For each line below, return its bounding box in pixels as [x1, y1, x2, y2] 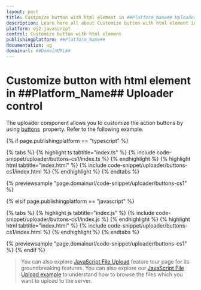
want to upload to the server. [20, 277, 92, 284]
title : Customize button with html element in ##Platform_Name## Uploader [6, 14, 197, 20]
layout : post [6, 8, 39, 15]
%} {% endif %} [6, 246, 46, 253]
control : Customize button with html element [6, 31, 121, 37]
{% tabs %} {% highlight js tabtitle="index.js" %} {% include [6, 209, 155, 216]
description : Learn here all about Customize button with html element [6, 20, 188, 26]
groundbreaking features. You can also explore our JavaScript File [20, 264, 184, 271]
